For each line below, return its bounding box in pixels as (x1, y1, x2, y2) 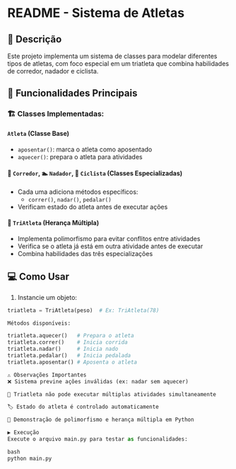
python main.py (7, 455, 52, 462)
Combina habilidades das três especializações (17, 249, 153, 257)
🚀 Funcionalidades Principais (7, 87, 138, 100)
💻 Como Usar (7, 271, 69, 283)
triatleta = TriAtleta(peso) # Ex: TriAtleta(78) (7, 306, 160, 314)
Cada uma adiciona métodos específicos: (17, 187, 138, 196)
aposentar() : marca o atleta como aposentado (17, 145, 153, 154)
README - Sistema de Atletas (7, 5, 185, 21)
